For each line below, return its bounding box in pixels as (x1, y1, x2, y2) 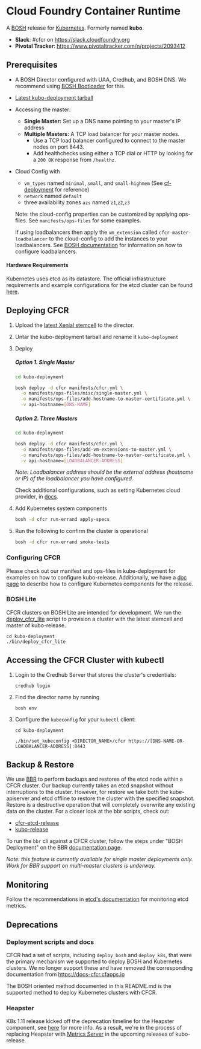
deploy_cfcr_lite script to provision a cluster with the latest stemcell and (6, 615, 184, 622)
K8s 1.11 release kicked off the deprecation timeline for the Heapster (6, 1018, 175, 1025)
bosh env (14, 705, 37, 711)
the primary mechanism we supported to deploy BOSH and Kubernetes (6, 958, 182, 965)
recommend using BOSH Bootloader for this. (14, 82, 126, 89)
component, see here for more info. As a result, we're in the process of (6, 1024, 182, 1031)
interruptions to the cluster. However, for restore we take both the (6, 789, 169, 796)
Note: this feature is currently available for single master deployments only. (6, 856, 193, 863)
